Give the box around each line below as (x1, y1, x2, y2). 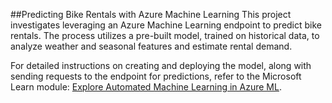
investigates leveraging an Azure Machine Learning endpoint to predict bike (10, 19, 323, 31)
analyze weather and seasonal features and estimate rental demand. (10, 40, 293, 52)
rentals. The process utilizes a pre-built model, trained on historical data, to (10, 30, 320, 41)
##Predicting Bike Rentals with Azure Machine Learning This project (10, 9, 292, 20)
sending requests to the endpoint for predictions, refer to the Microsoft (10, 70, 302, 82)
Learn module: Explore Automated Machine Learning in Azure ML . (10, 81, 282, 93)
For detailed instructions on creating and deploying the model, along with (10, 60, 312, 71)
